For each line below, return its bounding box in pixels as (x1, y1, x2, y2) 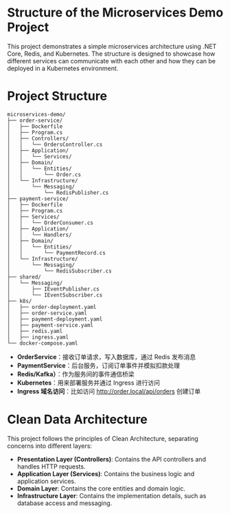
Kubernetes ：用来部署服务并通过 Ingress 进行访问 (16, 378, 160, 387)
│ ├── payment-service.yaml (7, 321, 94, 328)
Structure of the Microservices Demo (7, 5, 224, 21)
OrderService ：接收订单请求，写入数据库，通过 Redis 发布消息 (16, 352, 196, 361)
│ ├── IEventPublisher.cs (7, 286, 100, 292)
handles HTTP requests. (16, 462, 86, 471)
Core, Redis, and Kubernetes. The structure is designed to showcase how (7, 50, 216, 58)
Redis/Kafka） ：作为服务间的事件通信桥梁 (16, 370, 135, 378)
